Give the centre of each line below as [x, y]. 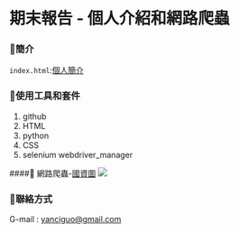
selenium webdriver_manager [78, 154]
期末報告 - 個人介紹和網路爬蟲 [119, 19]
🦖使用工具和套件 [45, 96]
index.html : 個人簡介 [46, 70]
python [36, 135]
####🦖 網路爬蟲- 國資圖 [53, 173]
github [34, 116]
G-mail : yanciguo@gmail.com [65, 219]
